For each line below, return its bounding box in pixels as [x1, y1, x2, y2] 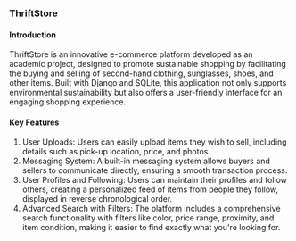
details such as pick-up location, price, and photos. [21, 146, 211, 157]
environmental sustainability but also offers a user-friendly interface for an [9, 87, 283, 98]
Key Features [9, 117, 60, 128]
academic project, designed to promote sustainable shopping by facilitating [9, 59, 287, 70]
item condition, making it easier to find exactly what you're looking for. [21, 222, 281, 233]
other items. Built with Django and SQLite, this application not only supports [9, 78, 287, 88]
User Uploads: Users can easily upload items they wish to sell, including [21, 137, 287, 147]
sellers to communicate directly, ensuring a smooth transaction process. [21, 165, 288, 176]
